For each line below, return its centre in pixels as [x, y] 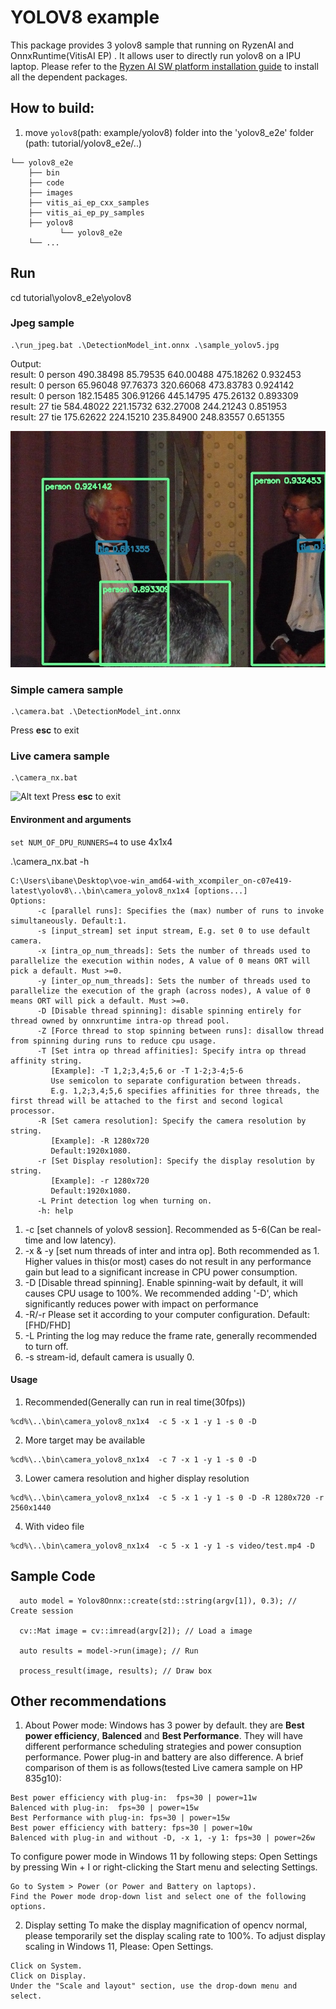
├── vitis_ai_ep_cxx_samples [89, 202]
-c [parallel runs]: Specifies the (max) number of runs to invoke [180, 911]
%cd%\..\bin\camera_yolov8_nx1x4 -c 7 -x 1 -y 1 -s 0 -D [133, 1459]
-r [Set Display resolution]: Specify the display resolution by [175, 1161]
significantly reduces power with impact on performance [141, 1303]
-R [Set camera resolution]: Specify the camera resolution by [171, 1121]
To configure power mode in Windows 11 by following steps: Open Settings [164, 1857]
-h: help [55, 1211]
